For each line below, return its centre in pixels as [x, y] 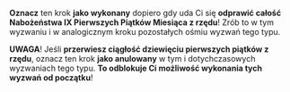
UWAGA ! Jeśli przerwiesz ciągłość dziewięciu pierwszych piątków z [139, 49]
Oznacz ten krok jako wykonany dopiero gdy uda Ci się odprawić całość [145, 13]
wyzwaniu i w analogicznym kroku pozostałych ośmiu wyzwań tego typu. [145, 32]
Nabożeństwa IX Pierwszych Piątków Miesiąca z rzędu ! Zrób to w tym [141, 22]
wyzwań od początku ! [51, 78]
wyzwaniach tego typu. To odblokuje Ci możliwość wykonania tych [136, 68]
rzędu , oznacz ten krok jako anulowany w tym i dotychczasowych [132, 59]
